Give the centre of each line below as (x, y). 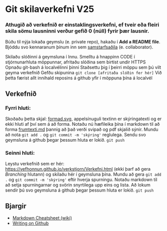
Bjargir (16, 206)
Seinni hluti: (20, 153)
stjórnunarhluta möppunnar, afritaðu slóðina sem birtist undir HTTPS (75, 62)
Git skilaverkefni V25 (50, 9)
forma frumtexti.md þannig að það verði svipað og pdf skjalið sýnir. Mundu (82, 129)
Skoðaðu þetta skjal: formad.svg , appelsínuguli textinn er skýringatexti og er (83, 119)
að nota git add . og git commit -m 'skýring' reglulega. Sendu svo (75, 135)
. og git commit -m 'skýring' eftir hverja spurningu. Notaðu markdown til (81, 180)
